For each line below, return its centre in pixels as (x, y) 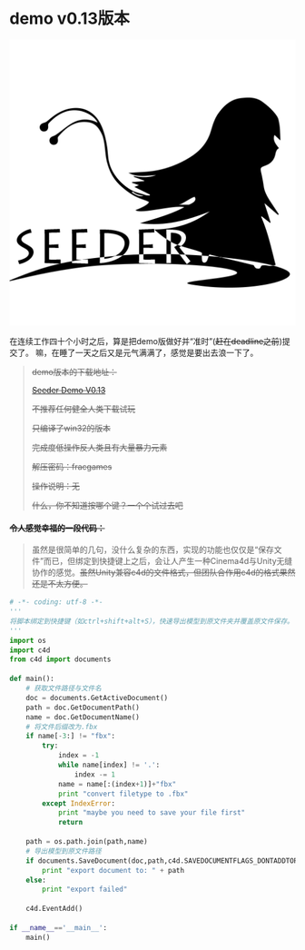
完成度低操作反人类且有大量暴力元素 (99, 447)
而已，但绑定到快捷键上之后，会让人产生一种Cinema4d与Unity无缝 (168, 561)
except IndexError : (79, 803)
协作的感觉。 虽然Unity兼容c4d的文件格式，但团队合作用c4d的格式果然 (163, 572)
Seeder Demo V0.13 (69, 390)
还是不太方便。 (59, 584)
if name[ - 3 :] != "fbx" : (71, 737)
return (70, 823)
